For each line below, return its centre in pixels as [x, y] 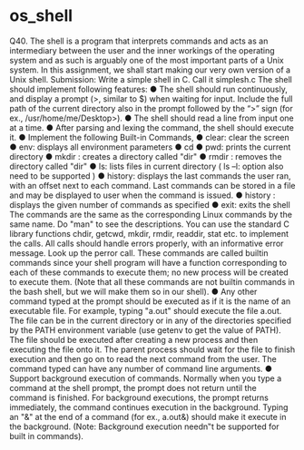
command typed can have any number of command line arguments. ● [141, 368]
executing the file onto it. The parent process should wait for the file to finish [152, 349]
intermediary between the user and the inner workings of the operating [142, 50]
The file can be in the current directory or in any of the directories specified [151, 320]
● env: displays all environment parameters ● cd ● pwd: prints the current [150, 147]
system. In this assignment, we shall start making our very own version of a [150, 70]
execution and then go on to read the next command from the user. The [143, 358]
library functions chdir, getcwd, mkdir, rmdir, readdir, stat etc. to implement [149, 233]
